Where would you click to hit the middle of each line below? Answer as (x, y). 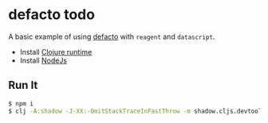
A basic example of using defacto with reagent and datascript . (112, 37)
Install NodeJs (43, 60)
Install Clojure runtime (56, 52)
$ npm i (21, 104)
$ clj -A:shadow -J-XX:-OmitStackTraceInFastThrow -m (100, 111)
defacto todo (52, 15)
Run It (23, 85)
